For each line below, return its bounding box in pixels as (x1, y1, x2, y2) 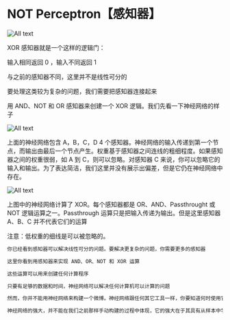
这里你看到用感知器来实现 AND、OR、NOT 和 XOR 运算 (7, 258, 140, 264)
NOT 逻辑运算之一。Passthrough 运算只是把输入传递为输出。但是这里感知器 (7, 208, 221, 217)
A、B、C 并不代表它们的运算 (7, 217, 88, 225)
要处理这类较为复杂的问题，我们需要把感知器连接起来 (7, 87, 157, 95)
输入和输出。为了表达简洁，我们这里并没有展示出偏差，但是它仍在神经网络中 (7, 164, 223, 172)
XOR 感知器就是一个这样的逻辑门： (7, 43, 105, 51)
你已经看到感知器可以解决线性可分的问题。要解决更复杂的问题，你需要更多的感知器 (7, 245, 206, 252)
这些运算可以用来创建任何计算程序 (7, 270, 89, 278)
